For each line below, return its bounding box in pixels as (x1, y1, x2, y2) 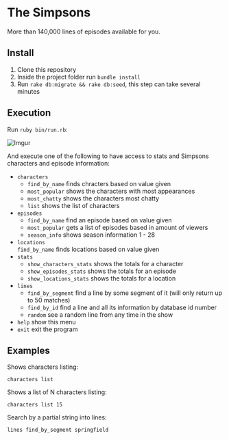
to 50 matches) (27, 296, 71, 304)
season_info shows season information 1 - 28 (27, 231, 156, 239)
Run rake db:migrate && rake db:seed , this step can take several (16, 80, 201, 88)
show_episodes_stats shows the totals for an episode (27, 267, 177, 275)
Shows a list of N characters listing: (7, 388, 108, 396)
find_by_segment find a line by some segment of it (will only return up (27, 289, 223, 297)
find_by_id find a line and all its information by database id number (27, 303, 217, 311)
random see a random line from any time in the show (27, 310, 173, 319)
